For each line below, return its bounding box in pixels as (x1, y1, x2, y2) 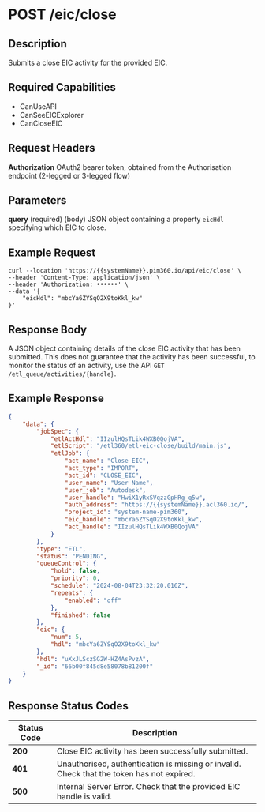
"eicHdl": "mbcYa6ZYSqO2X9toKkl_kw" (22, 295, 144, 303)
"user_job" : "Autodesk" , (64, 486, 147, 494)
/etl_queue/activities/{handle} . (8, 369, 117, 378)
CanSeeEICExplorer (19, 110, 84, 119)
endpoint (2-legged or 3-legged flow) (8, 171, 130, 180)
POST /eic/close (8, 6, 117, 24)
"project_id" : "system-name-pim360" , (64, 508, 189, 517)
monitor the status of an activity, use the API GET (8, 361, 165, 370)
